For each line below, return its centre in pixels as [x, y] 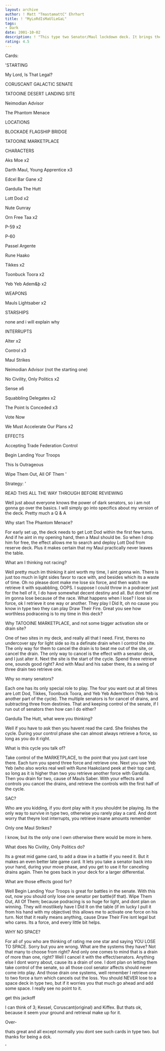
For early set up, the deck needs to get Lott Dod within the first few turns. [79, 532]
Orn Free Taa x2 [21, 217]
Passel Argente [20, 245]
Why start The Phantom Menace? [39, 522]
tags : [11, 23]
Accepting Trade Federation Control [41, 445]
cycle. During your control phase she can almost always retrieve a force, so [81, 733]
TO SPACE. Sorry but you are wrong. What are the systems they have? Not [81, 946]
